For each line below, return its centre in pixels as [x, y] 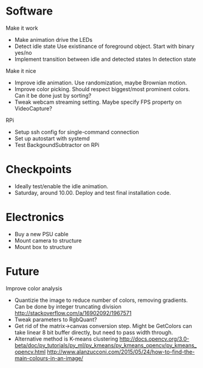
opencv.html [30, 352]
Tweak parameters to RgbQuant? [56, 319]
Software [29, 11]
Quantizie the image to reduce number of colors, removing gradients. [101, 300]
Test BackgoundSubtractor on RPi [57, 145]
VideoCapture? [33, 108]
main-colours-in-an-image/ [49, 358]
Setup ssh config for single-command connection [77, 132]
